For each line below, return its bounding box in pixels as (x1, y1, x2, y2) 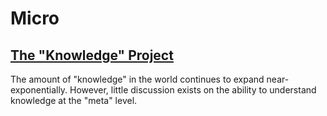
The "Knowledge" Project (10, 47, 174, 64)
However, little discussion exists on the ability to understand (69, 84, 317, 96)
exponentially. (10, 84, 68, 96)
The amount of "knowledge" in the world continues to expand (10, 73, 265, 85)
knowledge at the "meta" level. (10, 95, 138, 106)
